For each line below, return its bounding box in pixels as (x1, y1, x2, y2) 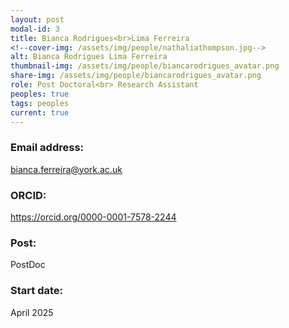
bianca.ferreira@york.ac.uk (10, 163, 123, 175)
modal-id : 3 (10, 24, 60, 34)
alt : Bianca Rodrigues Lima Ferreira (10, 52, 168, 62)
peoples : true (10, 89, 70, 99)
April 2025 (10, 306, 54, 318)
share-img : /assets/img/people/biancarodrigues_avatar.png (10, 71, 262, 81)
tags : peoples (10, 98, 70, 108)
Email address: (10, 141, 85, 155)
